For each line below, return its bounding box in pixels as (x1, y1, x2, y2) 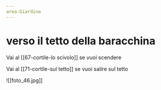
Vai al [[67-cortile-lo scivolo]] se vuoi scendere (6, 54, 122, 61)
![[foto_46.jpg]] (6, 76, 43, 83)
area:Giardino (6, 8, 42, 15)
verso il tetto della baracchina (6, 34, 156, 47)
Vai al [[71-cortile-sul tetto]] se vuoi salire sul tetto (6, 65, 129, 72)
